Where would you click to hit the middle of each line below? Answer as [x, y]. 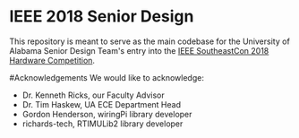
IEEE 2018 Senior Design [102, 17]
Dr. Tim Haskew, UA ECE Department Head [102, 104]
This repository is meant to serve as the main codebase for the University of [150, 41]
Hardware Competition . [52, 60]
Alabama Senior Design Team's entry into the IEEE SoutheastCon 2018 [139, 50]
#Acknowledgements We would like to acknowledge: [107, 77]
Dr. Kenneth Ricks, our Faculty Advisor [94, 95]
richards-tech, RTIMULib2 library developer [103, 124]
